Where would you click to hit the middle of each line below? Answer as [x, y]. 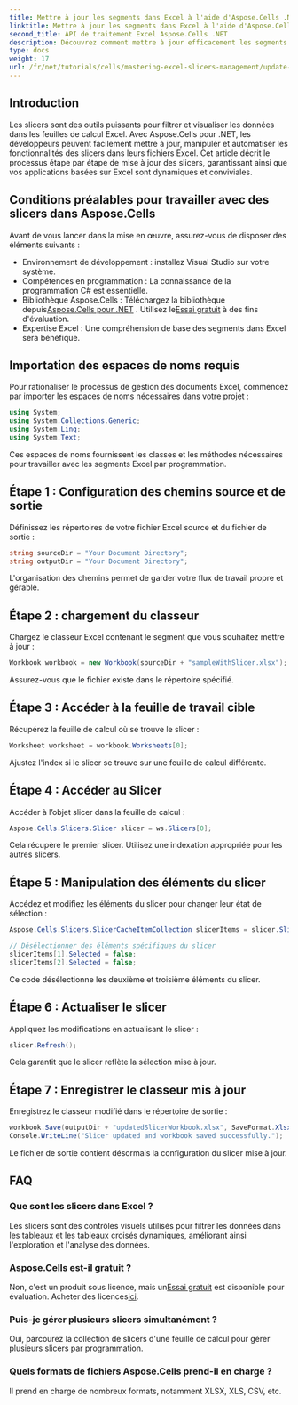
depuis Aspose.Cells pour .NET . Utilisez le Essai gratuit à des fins [140, 309]
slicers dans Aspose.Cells [82, 214]
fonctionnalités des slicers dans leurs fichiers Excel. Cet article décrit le [140, 153]
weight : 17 [29, 59]
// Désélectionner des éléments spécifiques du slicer [113, 946]
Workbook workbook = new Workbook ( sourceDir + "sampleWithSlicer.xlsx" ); [149, 663]
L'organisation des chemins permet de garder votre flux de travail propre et [146, 578]
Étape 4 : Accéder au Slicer [86, 791]
